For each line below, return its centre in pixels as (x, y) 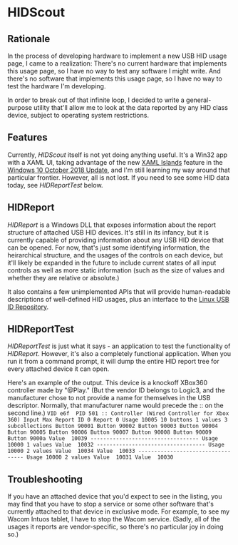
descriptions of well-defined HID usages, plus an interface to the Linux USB (118, 299)
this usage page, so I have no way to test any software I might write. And (114, 71)
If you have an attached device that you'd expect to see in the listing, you (115, 496)
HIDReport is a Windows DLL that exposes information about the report (112, 225)
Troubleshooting (45, 479)
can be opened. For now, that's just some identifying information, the (109, 248)
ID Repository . (28, 307)
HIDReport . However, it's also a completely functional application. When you (119, 354)
